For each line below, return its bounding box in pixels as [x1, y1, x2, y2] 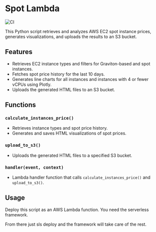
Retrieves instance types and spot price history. [12, 125, 108, 131]
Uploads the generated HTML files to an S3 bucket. [12, 86, 115, 93]
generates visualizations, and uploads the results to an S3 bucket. [5, 34, 137, 39]
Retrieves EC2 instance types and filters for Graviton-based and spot [12, 60, 151, 66]
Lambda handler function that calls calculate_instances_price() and [12, 174, 151, 180]
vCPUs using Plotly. [12, 81, 52, 87]
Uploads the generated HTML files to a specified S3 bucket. [12, 152, 133, 158]
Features [5, 48, 33, 56]
